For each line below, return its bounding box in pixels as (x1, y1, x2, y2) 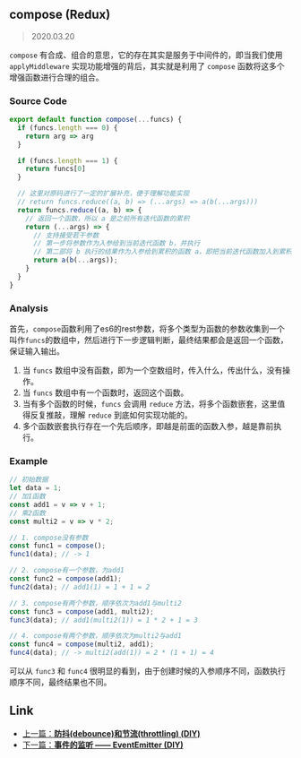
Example (9, 454, 48, 467)
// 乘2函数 (9, 508, 47, 518)
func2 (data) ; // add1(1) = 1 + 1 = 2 (9, 582, 150, 591)
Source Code (9, 94, 67, 107)
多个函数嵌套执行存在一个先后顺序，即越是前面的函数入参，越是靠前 (21, 421, 274, 432)
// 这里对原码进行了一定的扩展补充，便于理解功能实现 (17, 189, 190, 198)
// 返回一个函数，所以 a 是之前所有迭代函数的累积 (25, 214, 190, 223)
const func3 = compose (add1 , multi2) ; (9, 607, 154, 616)
